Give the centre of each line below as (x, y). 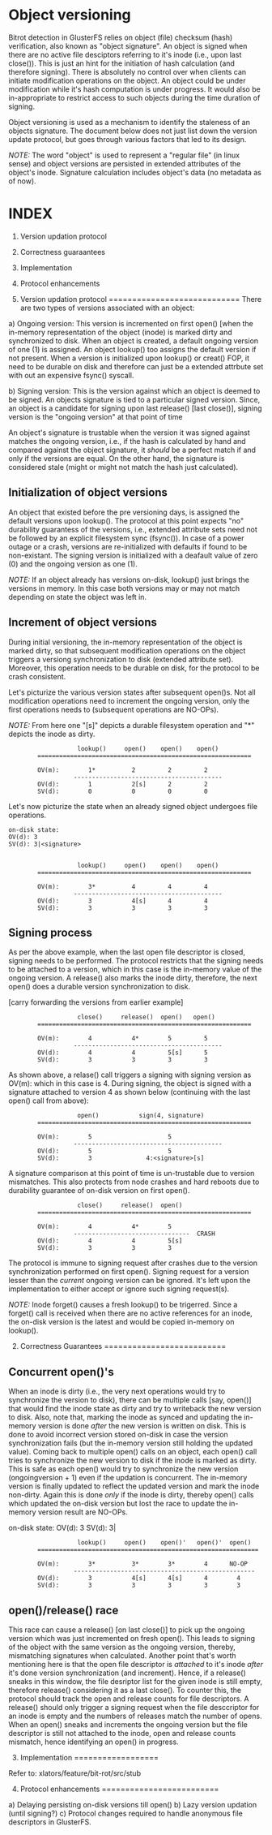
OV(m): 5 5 (105, 1137)
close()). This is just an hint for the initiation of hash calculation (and (121, 63)
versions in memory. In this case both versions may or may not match (124, 588)
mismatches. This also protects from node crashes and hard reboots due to (134, 1182)
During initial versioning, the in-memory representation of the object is (125, 642)
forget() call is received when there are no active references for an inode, (130, 1313)
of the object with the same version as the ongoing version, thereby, (122, 1647)
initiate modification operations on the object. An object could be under (127, 80)
